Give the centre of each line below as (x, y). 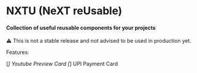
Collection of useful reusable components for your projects (81, 27)
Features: (18, 52)
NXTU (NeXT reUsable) (64, 11)
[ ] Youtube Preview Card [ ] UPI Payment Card (62, 64)
